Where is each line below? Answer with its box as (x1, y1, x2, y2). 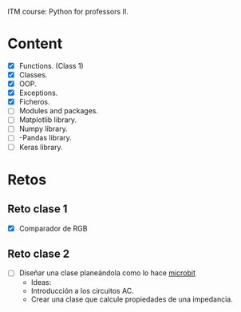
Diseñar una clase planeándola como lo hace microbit (18, 268, 196, 278)
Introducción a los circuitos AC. (30, 286, 135, 295)
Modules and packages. (18, 106, 99, 116)
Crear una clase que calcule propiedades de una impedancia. (30, 294, 233, 304)
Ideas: (30, 277, 52, 286)
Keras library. (18, 142, 63, 152)
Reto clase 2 (7, 247, 70, 261)
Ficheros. (18, 97, 50, 107)
